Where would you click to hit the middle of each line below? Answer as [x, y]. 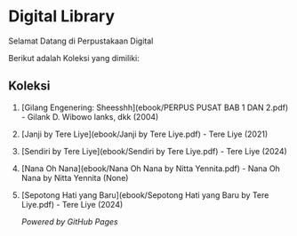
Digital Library [61, 16]
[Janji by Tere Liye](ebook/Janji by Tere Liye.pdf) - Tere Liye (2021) [144, 134]
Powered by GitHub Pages [69, 221]
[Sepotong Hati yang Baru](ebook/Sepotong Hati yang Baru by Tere [145, 195]
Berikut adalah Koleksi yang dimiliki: [74, 58]
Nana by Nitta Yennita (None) [75, 177]
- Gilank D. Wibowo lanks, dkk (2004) [90, 116]
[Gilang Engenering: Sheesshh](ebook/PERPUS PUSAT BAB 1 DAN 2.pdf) [155, 107]
